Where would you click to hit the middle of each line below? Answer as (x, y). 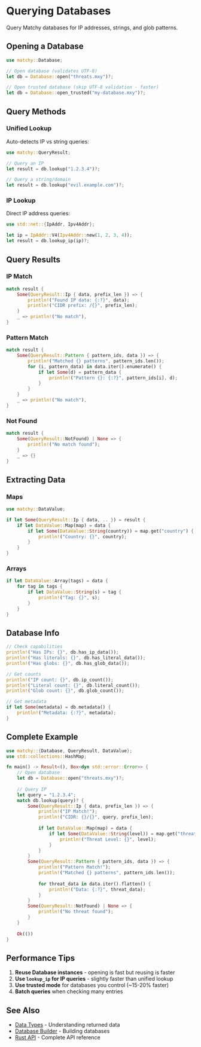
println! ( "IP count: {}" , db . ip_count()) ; (60, 680)
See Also (23, 1010)
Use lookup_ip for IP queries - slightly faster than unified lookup (94, 979)
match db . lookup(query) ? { (51, 800)
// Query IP (32, 789)
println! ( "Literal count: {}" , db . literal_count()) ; (73, 685)
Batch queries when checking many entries (69, 991)
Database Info (33, 633)
